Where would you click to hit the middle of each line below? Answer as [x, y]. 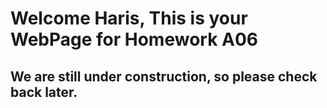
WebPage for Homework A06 [134, 39]
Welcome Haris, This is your [129, 18]
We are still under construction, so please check [164, 76]
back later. [44, 92]
